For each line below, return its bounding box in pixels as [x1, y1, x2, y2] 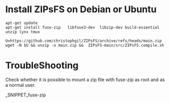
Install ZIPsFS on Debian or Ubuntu [5, 4, 157, 15]
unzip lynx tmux [5, 29, 40, 34]
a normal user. [5, 82, 36, 88]
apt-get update [5, 20, 38, 25]
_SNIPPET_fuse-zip [5, 92, 46, 98]
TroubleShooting [5, 60, 79, 71]
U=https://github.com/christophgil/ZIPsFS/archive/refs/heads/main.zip [5, 38, 162, 43]
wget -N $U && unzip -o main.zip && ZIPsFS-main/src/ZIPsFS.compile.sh [5, 42, 164, 48]
